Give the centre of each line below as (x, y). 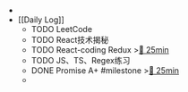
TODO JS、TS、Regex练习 (81, 60)
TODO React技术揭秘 (70, 40)
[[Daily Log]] (41, 20)
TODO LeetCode (61, 29)
